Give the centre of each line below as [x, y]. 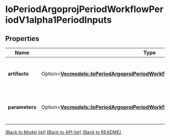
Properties [22, 39]
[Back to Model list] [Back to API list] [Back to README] [63, 132]
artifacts [18, 74]
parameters [22, 107]
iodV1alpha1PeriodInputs [59, 20]
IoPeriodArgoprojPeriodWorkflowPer [84, 9]
